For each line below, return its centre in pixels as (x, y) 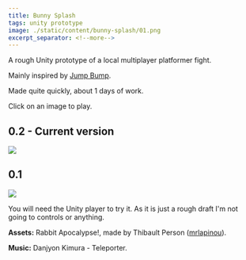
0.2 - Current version (61, 131)
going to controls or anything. (57, 217)
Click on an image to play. (50, 106)
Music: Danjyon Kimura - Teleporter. (68, 247)
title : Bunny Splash (42, 15)
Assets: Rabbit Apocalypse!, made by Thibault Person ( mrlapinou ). (117, 232)
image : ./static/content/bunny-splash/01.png (84, 30)
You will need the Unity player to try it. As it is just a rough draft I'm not (123, 208)
